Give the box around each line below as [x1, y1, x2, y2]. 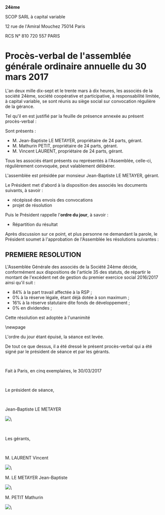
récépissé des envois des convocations [12, 197, 93, 203]
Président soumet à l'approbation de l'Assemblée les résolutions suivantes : [5, 236, 159, 242]
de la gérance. [5, 103, 35, 109]
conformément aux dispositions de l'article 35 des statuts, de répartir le [5, 269, 151, 275]
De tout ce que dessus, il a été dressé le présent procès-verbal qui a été [5, 343, 152, 349]
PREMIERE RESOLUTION [5, 251, 82, 259]
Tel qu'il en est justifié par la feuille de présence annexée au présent [5, 113, 144, 119]
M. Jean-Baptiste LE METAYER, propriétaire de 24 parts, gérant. [12, 137, 143, 143]
